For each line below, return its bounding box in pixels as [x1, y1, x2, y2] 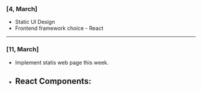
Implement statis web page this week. [14, 59, 109, 66]
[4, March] [6, 5, 38, 13]
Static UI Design [14, 19, 55, 26]
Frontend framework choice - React [14, 24, 104, 32]
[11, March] [6, 45, 39, 54]
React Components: [14, 76, 91, 86]
